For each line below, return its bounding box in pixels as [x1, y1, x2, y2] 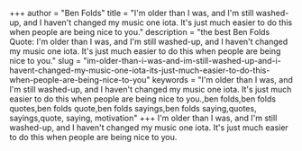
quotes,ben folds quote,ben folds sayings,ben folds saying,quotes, [9, 103, 257, 113]
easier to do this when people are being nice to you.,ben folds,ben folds [9, 93, 277, 104]
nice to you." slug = [9, 56, 81, 66]
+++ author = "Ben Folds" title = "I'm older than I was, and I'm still [9, 8, 254, 18]
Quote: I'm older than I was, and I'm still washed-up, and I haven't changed [9, 36, 288, 47]
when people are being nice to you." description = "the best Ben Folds [9, 27, 270, 37]
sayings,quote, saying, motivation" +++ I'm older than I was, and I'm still [9, 112, 278, 123]
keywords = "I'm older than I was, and [151, 75, 293, 84]
